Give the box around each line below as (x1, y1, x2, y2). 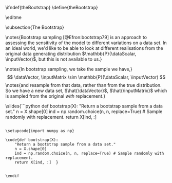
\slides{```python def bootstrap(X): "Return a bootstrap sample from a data (5, 103, 163, 109)
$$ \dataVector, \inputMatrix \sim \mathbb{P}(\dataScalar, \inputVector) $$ (7, 74, 166, 80)
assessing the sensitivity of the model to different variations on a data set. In (5, 40, 167, 46)
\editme (5, 14, 22, 20)
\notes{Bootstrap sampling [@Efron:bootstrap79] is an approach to (5, 34, 147, 40)
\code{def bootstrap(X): (5, 137, 59, 142)
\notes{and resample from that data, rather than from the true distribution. (5, 82, 162, 88)
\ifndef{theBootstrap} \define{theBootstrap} (5, 5, 99, 10)
